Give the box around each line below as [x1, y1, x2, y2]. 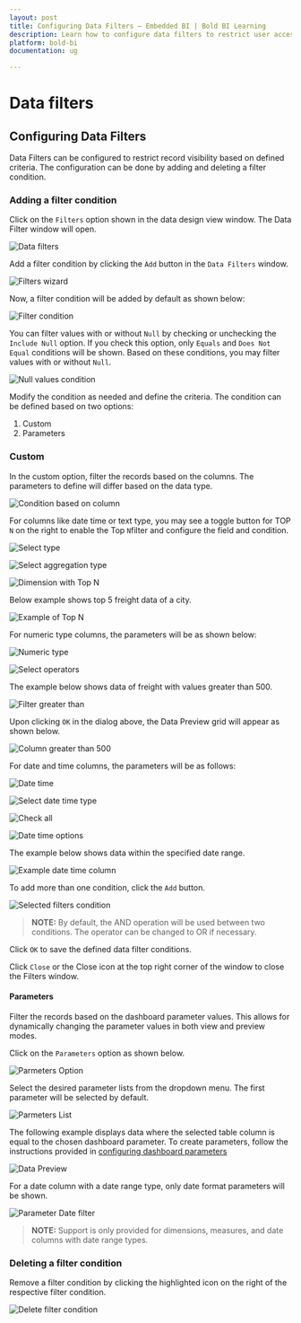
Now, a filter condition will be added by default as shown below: [9, 294, 245, 304]
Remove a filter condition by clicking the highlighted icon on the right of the [9, 1277, 288, 1288]
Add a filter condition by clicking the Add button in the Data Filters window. [9, 258, 289, 269]
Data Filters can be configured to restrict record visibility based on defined [9, 153, 285, 163]
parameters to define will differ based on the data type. [9, 480, 213, 491]
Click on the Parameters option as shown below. [9, 1047, 185, 1058]
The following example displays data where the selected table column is [9, 1126, 275, 1137]
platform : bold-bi [9, 38, 78, 48]
